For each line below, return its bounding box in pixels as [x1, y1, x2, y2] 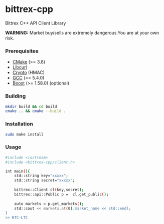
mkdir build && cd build [5, 104, 57, 109]
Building [5, 92, 26, 99]
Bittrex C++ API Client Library [5, 20, 66, 26]
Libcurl [12, 64, 27, 70]
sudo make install [5, 131, 44, 137]
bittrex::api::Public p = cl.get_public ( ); [14, 191, 109, 197]
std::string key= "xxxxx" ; [14, 173, 69, 178]
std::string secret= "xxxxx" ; [14, 178, 75, 183]
